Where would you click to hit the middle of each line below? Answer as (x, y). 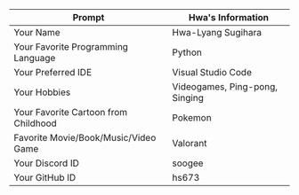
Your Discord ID (47, 163)
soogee (188, 163)
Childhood (36, 123)
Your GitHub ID (45, 178)
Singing (188, 98)
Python (187, 52)
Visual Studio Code (212, 72)
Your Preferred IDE (53, 72)
